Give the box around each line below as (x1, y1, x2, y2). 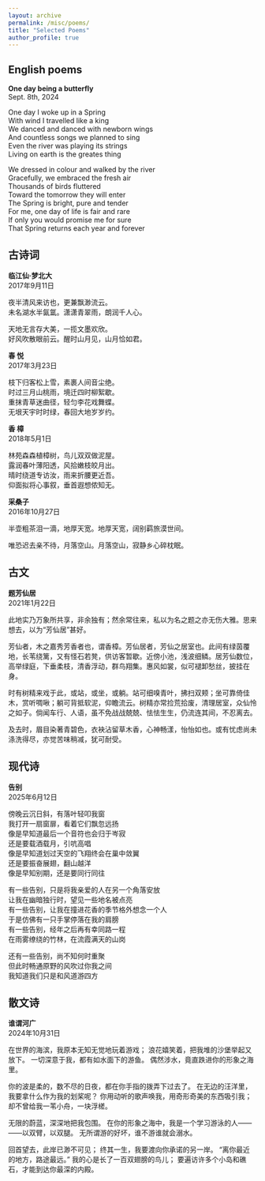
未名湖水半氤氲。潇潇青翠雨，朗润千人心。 (8, 307, 147, 317)
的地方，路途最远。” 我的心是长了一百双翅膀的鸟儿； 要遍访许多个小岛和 (8, 1155, 241, 1164)
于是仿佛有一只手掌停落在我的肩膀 (8, 914, 119, 924)
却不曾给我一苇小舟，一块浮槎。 (8, 1101, 112, 1111)
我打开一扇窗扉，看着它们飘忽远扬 (8, 818, 119, 828)
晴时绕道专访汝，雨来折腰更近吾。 (8, 470, 119, 480)
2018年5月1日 (8, 434, 52, 443)
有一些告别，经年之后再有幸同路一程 (8, 924, 126, 934)
